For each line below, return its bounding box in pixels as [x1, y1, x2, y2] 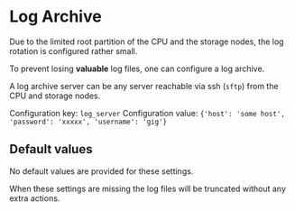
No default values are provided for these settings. [9, 165, 194, 177]
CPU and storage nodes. [9, 90, 101, 101]
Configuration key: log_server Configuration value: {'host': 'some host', [9, 107, 286, 118]
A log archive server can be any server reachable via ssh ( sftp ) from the [9, 80, 279, 91]
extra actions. [9, 192, 60, 204]
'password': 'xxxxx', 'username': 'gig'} [9, 117, 168, 126]
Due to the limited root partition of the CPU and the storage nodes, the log [9, 36, 284, 47]
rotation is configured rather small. [9, 45, 138, 56]
